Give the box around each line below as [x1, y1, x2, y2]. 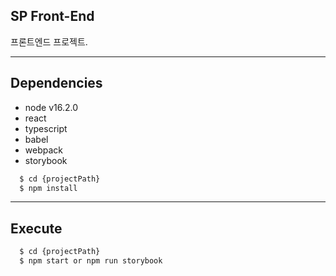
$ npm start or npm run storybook [19, 256, 163, 266]
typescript [24, 122, 68, 134]
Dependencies [10, 75, 103, 92]
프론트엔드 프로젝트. [10, 35, 88, 48]
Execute [10, 220, 63, 237]
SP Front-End [10, 8, 95, 25]
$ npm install [19, 183, 78, 193]
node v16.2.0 [24, 101, 78, 113]
